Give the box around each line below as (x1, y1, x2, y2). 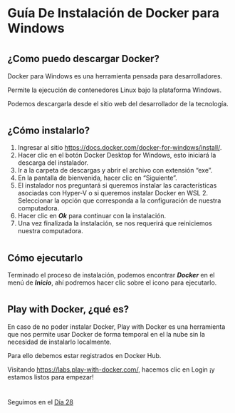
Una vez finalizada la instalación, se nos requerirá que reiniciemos (17, 219, 212, 228)
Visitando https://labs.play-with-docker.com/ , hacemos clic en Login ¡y (7, 365, 215, 374)
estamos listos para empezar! (7, 372, 94, 381)
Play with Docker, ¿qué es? (7, 303, 130, 315)
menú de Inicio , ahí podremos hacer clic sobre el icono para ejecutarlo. (7, 278, 217, 287)
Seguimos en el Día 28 (7, 397, 73, 406)
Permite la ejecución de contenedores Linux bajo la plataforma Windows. (7, 86, 222, 94)
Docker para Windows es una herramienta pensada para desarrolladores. (7, 71, 223, 80)
